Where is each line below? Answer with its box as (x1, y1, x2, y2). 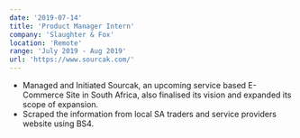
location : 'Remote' (9, 38, 83, 48)
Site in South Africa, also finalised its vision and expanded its (66, 89, 292, 100)
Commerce (22, 89, 65, 100)
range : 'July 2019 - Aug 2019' (9, 47, 127, 56)
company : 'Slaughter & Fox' (9, 30, 115, 39)
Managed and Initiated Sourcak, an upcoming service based (22, 80, 246, 90)
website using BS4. (22, 118, 95, 129)
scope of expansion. (22, 99, 99, 109)
